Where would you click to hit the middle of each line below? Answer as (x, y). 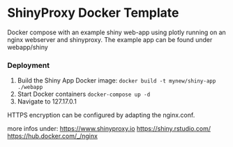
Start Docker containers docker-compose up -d (84, 94)
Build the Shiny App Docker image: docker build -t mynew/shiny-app (116, 80)
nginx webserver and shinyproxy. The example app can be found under (110, 39)
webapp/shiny (28, 47)
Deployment (29, 65)
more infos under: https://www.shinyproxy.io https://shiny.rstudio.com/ (109, 129)
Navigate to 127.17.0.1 (47, 101)
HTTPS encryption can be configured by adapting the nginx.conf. (101, 115)
